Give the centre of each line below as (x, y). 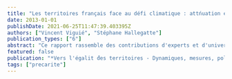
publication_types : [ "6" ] (44, 39)
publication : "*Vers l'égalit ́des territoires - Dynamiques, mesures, (111, 58)
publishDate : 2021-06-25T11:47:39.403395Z (69, 26)
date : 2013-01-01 (32, 20)
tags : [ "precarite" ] (37, 65)
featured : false (30, 52)
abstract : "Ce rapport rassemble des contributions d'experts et (103, 45)
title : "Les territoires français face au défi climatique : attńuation (114, 13)
